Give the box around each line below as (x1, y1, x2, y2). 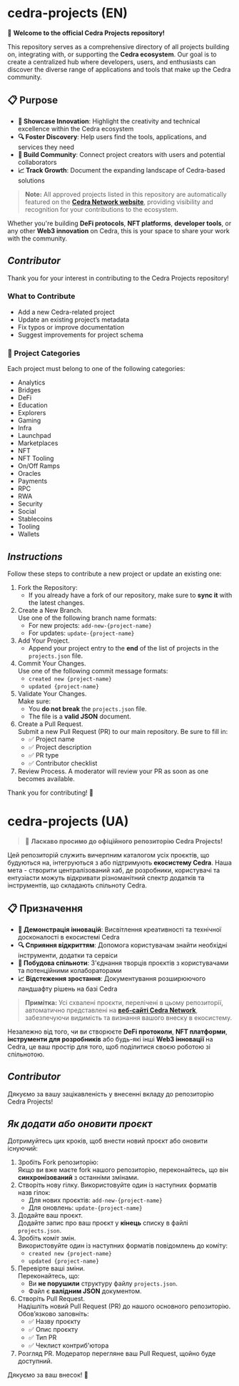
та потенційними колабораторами (17, 966, 123, 974)
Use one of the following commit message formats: (17, 666, 168, 675)
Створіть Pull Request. (17, 1295, 86, 1303)
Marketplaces (17, 439, 59, 447)
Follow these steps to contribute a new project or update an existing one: (7, 569, 222, 578)
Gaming (17, 416, 41, 425)
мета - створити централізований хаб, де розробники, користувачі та (7, 865, 220, 875)
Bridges (17, 386, 41, 394)
